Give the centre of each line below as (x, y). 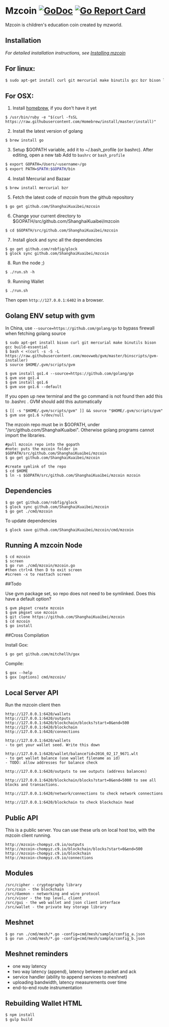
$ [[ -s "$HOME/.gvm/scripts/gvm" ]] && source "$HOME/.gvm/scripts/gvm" (84, 411)
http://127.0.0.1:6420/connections (43, 732)
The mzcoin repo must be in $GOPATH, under (53, 424)
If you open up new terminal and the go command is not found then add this (84, 396)
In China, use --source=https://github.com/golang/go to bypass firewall (80, 328)
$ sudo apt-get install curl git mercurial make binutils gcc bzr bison (83, 80)
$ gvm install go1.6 (27, 382)
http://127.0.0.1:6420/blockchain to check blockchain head (70, 803)
